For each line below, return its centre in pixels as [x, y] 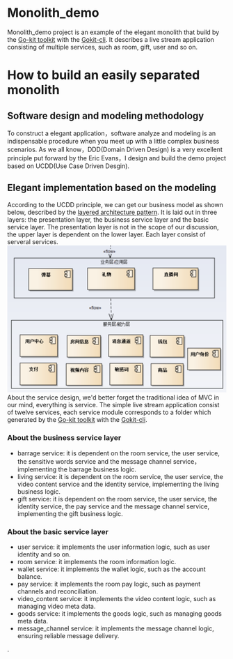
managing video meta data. [56, 606]
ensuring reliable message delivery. [68, 635]
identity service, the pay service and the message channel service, [113, 506]
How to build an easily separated [104, 75]
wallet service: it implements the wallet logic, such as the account [112, 569]
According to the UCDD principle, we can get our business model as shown [115, 204]
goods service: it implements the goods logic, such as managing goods [120, 613]
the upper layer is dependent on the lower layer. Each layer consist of [107, 234]
